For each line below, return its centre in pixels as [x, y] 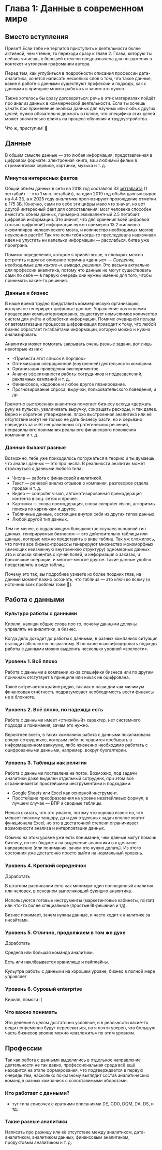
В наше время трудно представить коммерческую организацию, [73, 303]
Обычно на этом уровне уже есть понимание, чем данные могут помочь [81, 837]
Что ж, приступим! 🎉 [26, 128]
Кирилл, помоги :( [24, 1000]
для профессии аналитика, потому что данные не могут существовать [78, 270]
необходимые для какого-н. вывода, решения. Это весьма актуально [77, 265]
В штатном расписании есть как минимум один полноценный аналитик [79, 885]
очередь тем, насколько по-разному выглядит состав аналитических [77, 1075]
